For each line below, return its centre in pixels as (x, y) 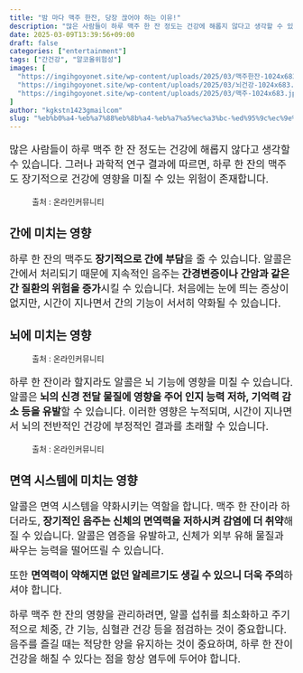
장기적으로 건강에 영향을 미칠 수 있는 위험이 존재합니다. (145, 179)
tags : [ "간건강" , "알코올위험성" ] (65, 60)
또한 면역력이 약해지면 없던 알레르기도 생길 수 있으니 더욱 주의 (147, 575)
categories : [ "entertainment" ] (68, 51)
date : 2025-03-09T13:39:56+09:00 (72, 34)
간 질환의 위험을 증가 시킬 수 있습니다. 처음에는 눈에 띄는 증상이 (149, 288)
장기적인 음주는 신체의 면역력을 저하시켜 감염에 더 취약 (163, 521)
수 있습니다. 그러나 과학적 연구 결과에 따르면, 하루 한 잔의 (138, 165)
